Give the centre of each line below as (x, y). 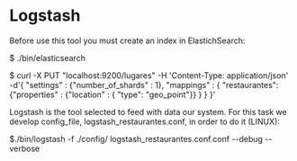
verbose (25, 148)
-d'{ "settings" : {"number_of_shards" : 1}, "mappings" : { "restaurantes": (144, 85)
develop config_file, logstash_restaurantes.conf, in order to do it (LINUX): (145, 121)
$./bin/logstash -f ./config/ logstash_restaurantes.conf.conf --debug (136, 139)
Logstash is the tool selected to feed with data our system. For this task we (148, 112)
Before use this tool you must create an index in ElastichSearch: (127, 40)
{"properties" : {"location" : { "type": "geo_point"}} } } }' (112, 94)
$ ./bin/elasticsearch (47, 58)
